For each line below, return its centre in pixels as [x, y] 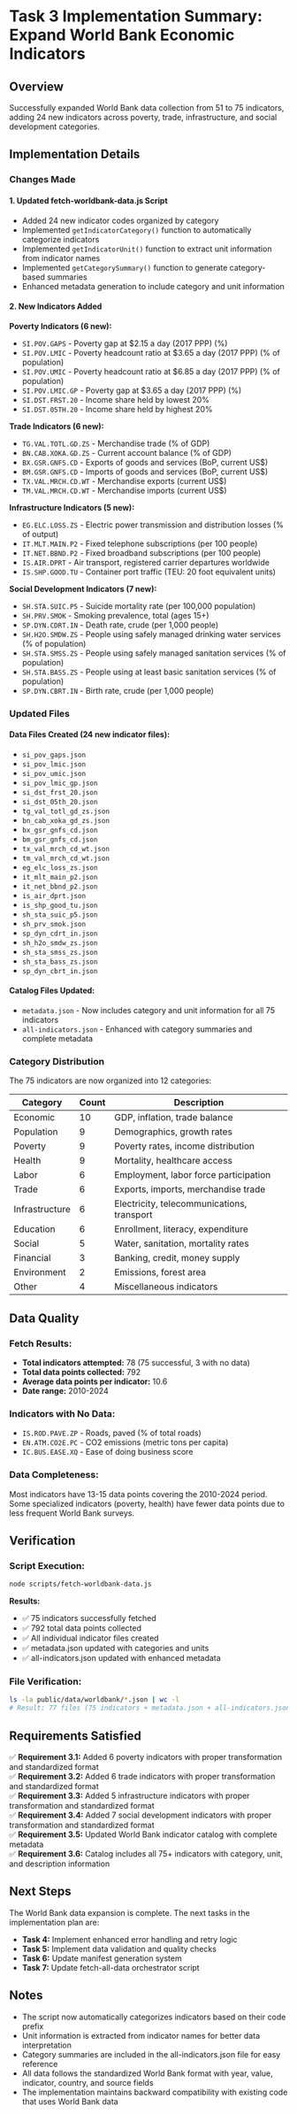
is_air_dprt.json [54, 896]
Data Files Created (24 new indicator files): [90, 734]
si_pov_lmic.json [54, 764]
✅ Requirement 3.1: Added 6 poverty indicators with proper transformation [146, 1757]
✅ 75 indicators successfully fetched [89, 1618]
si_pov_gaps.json [54, 755]
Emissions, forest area [160, 1272]
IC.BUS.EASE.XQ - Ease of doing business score [107, 1452]
